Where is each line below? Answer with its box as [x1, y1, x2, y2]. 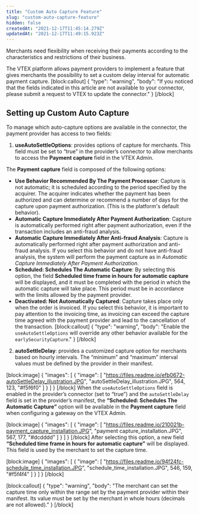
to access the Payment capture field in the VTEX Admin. [14, 154, 154, 161]
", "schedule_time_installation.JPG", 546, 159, [82, 464, 193, 471]
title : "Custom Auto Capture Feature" [6, 8, 102, 15]
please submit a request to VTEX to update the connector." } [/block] [6, 91, 174, 98]
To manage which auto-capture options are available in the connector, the [6, 123, 187, 131]
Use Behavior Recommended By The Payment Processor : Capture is [14, 177, 186, 184]
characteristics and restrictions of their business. [6, 54, 126, 61]
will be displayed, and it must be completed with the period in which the [14, 278, 191, 286]
